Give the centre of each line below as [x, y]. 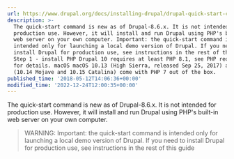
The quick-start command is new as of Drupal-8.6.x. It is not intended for [112, 105]
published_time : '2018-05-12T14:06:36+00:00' [74, 78]
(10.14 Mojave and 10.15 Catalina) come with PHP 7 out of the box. [115, 72]
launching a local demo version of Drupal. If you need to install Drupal [124, 141]
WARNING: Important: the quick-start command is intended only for [121, 133]
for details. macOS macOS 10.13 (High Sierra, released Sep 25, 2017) [118, 66]
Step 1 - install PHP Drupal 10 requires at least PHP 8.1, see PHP [115, 59]
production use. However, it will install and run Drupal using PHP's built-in [113, 112]
